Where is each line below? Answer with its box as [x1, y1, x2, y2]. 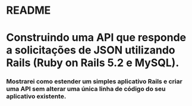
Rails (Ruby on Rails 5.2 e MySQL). [6, 56, 180, 70]
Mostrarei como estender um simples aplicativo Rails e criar [6, 77, 182, 86]
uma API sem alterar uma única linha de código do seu [6, 85, 166, 93]
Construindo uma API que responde [6, 31, 187, 45]
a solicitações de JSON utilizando [6, 43, 175, 57]
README [6, 4, 51, 17]
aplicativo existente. [6, 92, 67, 101]
